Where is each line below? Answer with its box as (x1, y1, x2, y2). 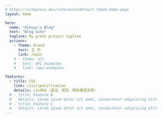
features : (5, 74, 25, 79)
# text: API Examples (14, 61, 62, 66)
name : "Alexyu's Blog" (9, 25, 55, 30)
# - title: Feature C (9, 101, 53, 106)
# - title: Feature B (9, 92, 53, 97)
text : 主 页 (17, 47, 41, 52)
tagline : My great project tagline (9, 34, 81, 39)
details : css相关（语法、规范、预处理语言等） (14, 88, 98, 93)
